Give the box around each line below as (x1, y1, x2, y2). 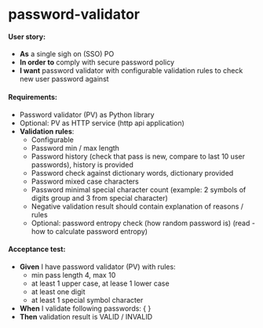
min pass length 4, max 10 (31, 270, 116, 279)
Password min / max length (31, 143, 120, 152)
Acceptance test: (8, 245, 66, 254)
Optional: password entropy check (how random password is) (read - (31, 218, 255, 228)
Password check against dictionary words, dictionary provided (31, 168, 234, 177)
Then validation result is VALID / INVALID (19, 312, 153, 321)
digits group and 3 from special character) (31, 193, 169, 202)
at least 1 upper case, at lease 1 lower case (31, 279, 170, 288)
